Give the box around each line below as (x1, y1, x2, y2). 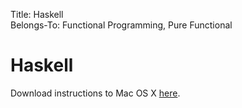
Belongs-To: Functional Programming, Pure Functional (10, 19, 233, 31)
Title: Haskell (10, 9, 64, 20)
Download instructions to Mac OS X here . (10, 87, 181, 99)
